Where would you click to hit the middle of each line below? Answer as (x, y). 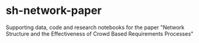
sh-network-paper (54, 11)
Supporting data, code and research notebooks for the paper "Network (95, 27)
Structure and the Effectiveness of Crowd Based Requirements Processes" (99, 33)
